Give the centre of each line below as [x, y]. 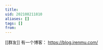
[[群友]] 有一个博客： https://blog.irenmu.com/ [51, 43]
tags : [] [14, 23]
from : [10, 28]
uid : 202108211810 [24, 14]
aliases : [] [17, 19]
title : [12, 10]
